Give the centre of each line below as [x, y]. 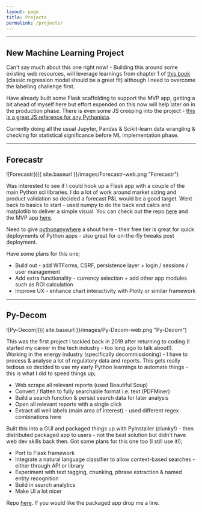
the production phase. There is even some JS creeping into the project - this [101, 111]
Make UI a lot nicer [38, 491]
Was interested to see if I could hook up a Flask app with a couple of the [96, 186]
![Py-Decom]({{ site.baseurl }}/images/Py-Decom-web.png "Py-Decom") [97, 330]
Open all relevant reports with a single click [68, 404]
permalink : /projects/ [35, 23]
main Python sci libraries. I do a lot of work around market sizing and [91, 192]
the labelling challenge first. [41, 86]
